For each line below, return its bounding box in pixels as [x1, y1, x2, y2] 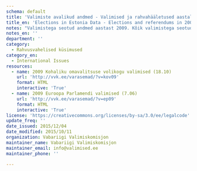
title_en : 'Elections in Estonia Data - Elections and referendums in [6, 19, 182, 25]
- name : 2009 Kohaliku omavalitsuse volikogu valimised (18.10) [11, 69, 172, 75]
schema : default [6, 8, 46, 15]
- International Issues [11, 58, 69, 63]
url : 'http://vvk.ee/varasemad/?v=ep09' [16, 96, 117, 102]
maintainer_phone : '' [6, 150, 59, 156]
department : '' [6, 36, 43, 42]
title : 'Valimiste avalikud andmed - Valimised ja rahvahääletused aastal [6, 14, 193, 20]
